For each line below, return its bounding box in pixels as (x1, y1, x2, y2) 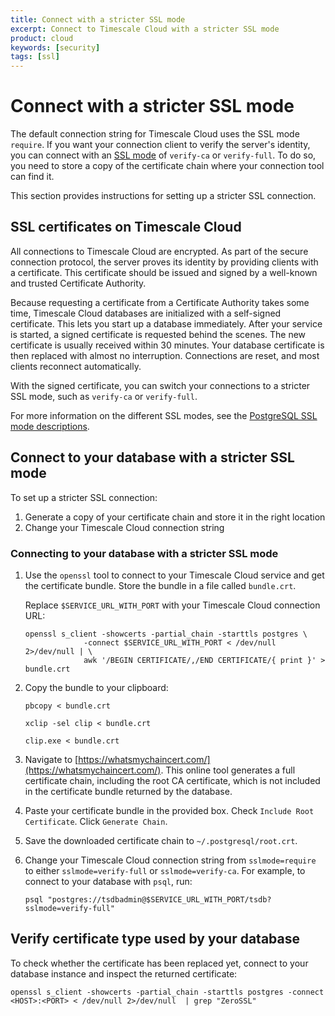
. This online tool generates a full (160, 764, 296, 776)
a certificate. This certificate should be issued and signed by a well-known (10, 266, 318, 278)
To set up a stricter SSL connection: (10, 491, 158, 503)
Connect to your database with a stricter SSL (10, 449, 295, 466)
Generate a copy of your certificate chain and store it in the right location (24, 511, 326, 523)
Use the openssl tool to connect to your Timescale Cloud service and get (24, 569, 325, 581)
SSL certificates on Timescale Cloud (10, 219, 242, 236)
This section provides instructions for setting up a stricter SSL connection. (10, 190, 317, 202)
